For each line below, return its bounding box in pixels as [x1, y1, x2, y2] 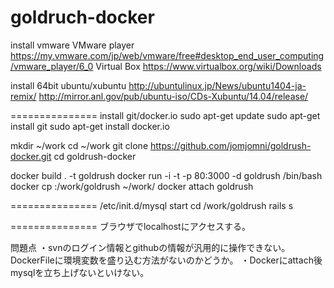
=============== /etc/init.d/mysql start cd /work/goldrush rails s [10, 199, 294, 211]
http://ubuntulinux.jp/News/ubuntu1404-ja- [128, 79, 307, 91]
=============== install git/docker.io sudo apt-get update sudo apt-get [10, 109, 321, 121]
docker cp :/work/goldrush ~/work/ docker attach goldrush [10, 180, 254, 192]
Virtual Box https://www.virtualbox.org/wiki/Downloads [95, 60, 322, 72]
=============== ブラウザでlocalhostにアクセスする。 [10, 220, 251, 232]
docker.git [10, 150, 52, 162]
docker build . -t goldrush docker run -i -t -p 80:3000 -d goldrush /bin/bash [10, 169, 323, 181]
